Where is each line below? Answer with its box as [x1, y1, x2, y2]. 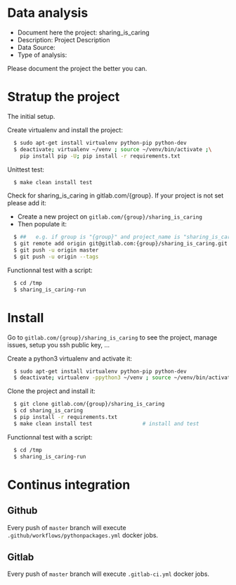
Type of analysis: [17, 51, 67, 59]
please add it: [7, 199, 47, 207]
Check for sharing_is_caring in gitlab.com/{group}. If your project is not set [7, 191, 224, 200]
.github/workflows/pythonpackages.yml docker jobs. [7, 531, 159, 539]
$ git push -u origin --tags [13, 253, 99, 260]
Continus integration [7, 477, 131, 493]
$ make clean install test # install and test [13, 420, 199, 427]
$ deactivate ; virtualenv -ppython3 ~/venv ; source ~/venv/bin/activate [13, 374, 234, 381]
